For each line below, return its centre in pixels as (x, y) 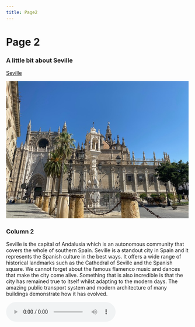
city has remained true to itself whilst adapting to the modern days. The (92, 281)
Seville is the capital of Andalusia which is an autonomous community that (95, 244)
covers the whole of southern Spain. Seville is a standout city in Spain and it (97, 250)
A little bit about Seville (39, 60)
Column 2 (20, 232)
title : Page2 (22, 12)
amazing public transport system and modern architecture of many (87, 288)
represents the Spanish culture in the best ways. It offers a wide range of (94, 257)
